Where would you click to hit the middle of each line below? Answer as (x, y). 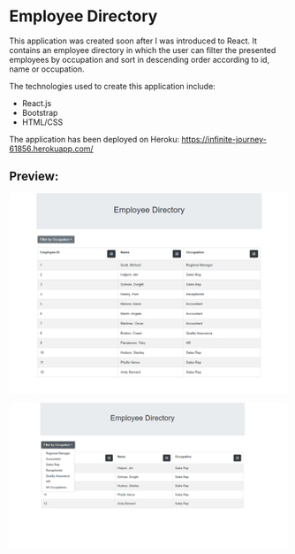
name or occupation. (47, 69)
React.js (37, 103)
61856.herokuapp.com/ (52, 149)
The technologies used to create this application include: (113, 86)
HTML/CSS (42, 122)
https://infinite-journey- (223, 139)
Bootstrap (40, 112)
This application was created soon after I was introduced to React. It (133, 41)
